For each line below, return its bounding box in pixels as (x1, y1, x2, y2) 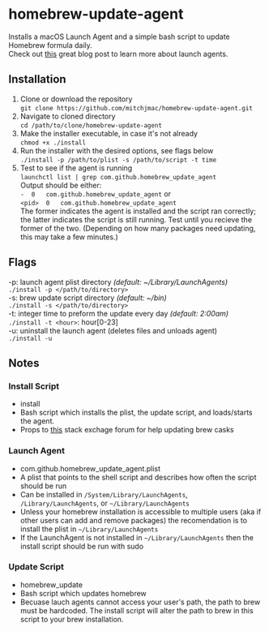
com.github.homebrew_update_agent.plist (19, 463, 160, 473)
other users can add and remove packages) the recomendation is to (19, 515, 248, 525)
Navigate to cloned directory (19, 111, 116, 121)
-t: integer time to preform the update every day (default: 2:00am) (8, 308, 229, 318)
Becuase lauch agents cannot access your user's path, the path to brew (19, 597, 261, 607)
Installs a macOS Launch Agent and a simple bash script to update (8, 32, 230, 41)
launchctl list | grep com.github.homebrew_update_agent (19, 173, 217, 181)
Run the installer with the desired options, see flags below (19, 145, 214, 155)
